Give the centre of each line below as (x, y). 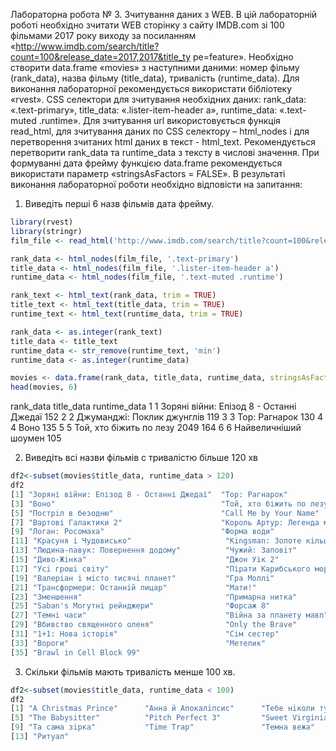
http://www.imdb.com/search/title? (87, 46)
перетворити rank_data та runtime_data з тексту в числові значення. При (165, 152)
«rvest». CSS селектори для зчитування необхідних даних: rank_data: (158, 99)
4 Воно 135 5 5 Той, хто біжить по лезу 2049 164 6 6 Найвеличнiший (156, 428)
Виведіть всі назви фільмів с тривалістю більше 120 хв (141, 458)
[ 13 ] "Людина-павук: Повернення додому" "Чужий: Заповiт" (154, 550)
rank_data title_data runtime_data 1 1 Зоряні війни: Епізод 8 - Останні (153, 406)
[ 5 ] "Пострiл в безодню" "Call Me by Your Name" (165, 513)
